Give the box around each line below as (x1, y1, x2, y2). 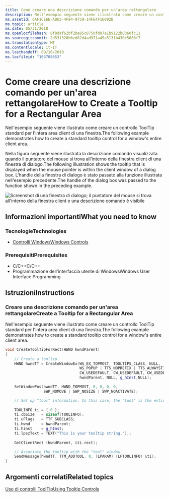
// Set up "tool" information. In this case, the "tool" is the (14, 398, 152, 403)
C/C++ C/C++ (12, 263, 41, 269)
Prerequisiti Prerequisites (5, 252, 68, 259)
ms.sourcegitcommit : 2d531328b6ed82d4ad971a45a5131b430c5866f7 (5, 36, 141, 41)
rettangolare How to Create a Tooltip (5, 97, 158, 109)
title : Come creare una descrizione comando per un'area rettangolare (5, 7, 156, 13)
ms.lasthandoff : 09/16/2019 (5, 49, 64, 54)
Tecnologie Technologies (5, 227, 67, 234)
